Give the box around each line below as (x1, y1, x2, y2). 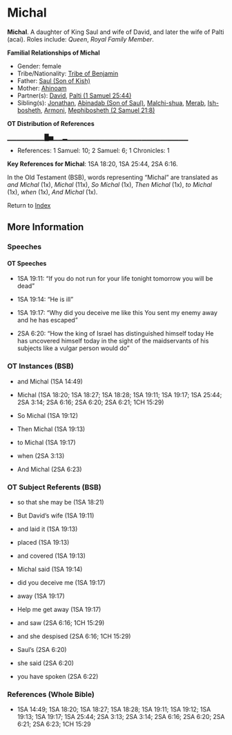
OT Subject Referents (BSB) (7, 482, 101, 492)
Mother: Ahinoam (17, 84, 67, 92)
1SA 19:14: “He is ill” (17, 296, 74, 304)
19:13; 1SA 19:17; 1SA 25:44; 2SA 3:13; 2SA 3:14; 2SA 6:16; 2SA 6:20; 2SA (17, 713, 226, 721)
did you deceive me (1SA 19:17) (17, 579, 106, 587)
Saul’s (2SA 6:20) (17, 646, 67, 654)
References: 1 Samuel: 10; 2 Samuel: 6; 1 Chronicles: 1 (17, 146, 170, 154)
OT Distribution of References (7, 119, 95, 127)
